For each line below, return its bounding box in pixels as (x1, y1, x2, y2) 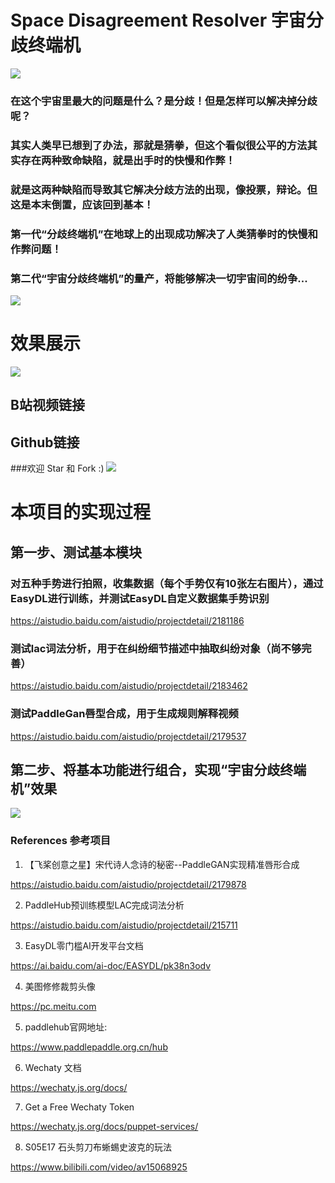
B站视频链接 (10, 397, 85, 414)
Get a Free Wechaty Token (24, 1101, 135, 1113)
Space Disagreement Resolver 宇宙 (10, 9, 307, 32)
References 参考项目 (10, 834, 112, 848)
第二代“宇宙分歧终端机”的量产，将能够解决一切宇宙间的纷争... (10, 271, 308, 285)
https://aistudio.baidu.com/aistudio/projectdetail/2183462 (10, 680, 248, 692)
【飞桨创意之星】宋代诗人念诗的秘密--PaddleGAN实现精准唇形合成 (24, 858, 300, 870)
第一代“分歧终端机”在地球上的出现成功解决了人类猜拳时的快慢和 (10, 227, 318, 241)
